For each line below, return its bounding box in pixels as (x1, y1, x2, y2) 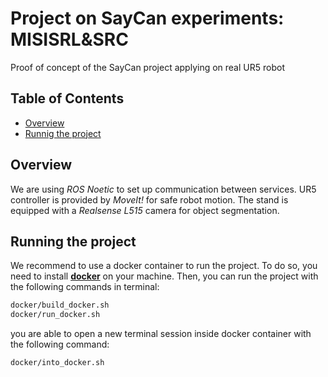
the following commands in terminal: (10, 281, 160, 293)
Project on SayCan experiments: (10, 7, 285, 30)
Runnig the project (24, 127, 102, 139)
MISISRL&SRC (10, 28, 129, 51)
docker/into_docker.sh (10, 358, 105, 368)
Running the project (10, 233, 137, 250)
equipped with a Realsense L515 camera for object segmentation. (10, 204, 280, 216)
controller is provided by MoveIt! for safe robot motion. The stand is (10, 193, 289, 206)
